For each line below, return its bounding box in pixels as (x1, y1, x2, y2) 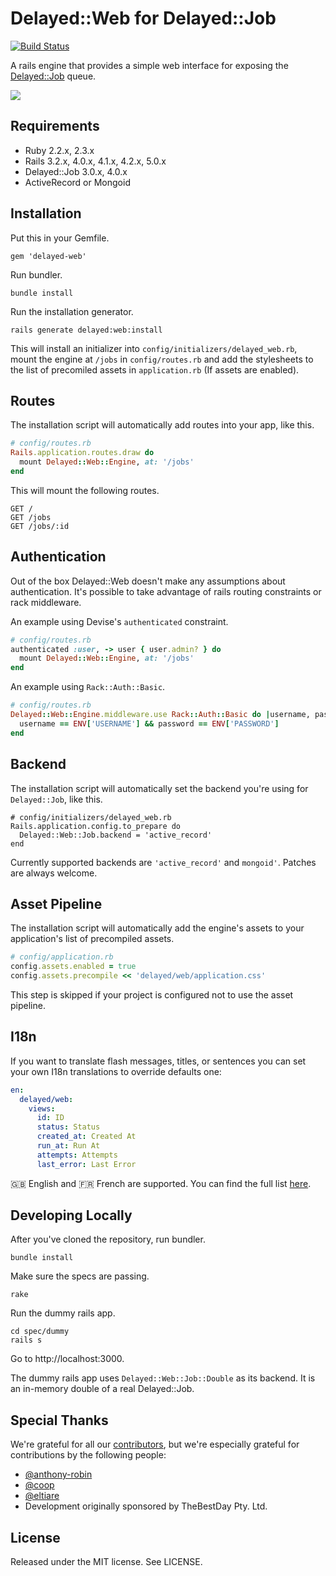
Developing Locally (10, 1207, 133, 1224)
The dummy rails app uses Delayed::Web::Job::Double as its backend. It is (10, 1372, 316, 1384)
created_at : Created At (36, 1132, 137, 1142)
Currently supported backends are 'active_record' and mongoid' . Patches (10, 856, 317, 868)
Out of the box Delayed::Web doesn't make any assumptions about (10, 575, 286, 587)
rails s (10, 1335, 43, 1346)
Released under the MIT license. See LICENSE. (10, 1556, 203, 1568)
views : (28, 1103, 56, 1114)
